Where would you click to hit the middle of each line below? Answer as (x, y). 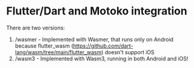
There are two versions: (35, 28)
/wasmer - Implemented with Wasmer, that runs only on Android (94, 39)
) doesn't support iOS (128, 52)
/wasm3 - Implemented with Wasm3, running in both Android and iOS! (102, 58)
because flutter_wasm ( (44, 46)
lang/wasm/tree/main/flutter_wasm (58, 52)
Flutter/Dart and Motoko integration (97, 11)
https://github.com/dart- (103, 46)
